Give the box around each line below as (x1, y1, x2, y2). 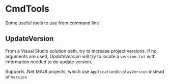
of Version (5, 74, 27, 80)
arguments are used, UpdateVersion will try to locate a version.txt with (5, 53, 156, 59)
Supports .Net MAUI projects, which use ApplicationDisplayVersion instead (5, 68, 164, 74)
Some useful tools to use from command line (5, 20, 99, 26)
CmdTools (5, 3, 50, 15)
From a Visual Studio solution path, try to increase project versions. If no (5, 48, 157, 54)
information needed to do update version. (5, 59, 93, 65)
